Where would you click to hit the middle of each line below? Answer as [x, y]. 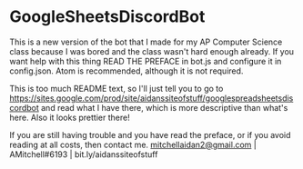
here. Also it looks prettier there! [70, 117]
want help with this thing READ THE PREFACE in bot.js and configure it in [146, 61]
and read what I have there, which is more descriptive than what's [164, 107]
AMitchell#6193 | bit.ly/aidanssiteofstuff [84, 154]
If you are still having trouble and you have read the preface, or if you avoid [150, 134]
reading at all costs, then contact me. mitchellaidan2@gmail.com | [133, 144]
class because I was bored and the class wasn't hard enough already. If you [151, 51]
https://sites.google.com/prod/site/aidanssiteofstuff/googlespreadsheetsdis [151, 98]
